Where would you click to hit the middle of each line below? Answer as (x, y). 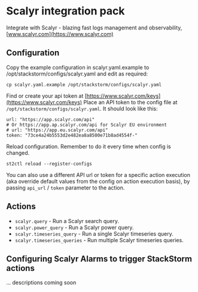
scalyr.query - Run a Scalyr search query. (67, 221)
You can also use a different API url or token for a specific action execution (98, 174)
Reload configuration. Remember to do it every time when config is (89, 146)
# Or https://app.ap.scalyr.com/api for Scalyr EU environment (87, 125)
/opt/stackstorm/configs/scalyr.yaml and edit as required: (77, 74)
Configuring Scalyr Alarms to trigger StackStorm (99, 259)
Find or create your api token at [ (47, 96)
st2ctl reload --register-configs (49, 164)
